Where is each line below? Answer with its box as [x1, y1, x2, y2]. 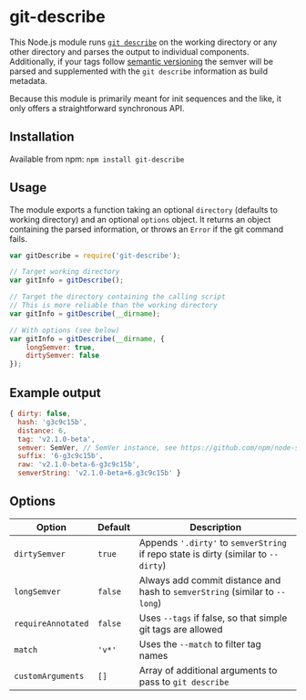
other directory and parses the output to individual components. [9, 46, 250, 57]
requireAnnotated [14, 618, 89, 629]
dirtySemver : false [25, 351, 100, 360]
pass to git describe [138, 675, 229, 688]
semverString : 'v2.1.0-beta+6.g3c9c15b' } [17, 468, 181, 478]
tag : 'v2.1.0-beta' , [17, 434, 96, 444]
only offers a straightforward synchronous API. [9, 102, 185, 113]
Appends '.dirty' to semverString [138, 536, 287, 549]
